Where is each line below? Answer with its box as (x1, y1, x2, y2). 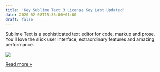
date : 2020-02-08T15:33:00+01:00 (5, 12, 77, 17)
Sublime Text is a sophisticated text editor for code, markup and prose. (5, 31, 155, 37)
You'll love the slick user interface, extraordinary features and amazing (5, 36, 155, 42)
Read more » (5, 61, 32, 67)
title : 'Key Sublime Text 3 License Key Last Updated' (5, 7, 125, 13)
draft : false (5, 17, 33, 22)
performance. (5, 42, 34, 48)
